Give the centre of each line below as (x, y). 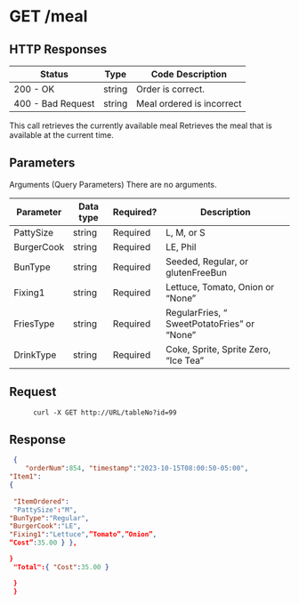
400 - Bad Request (54, 104)
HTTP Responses (58, 49)
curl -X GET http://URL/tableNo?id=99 (105, 412)
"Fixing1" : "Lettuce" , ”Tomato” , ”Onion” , (83, 535)
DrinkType (35, 355)
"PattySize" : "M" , (45, 510)
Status (54, 74)
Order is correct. (171, 89)
